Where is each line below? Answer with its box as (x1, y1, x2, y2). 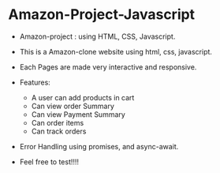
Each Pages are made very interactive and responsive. (19, 62, 197, 72)
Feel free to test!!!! (19, 156, 80, 167)
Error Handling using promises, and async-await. (19, 141, 179, 151)
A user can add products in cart (31, 92, 135, 102)
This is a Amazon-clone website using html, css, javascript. (19, 47, 213, 56)
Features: (19, 77, 51, 87)
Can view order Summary (31, 101, 114, 111)
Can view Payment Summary (31, 109, 126, 119)
